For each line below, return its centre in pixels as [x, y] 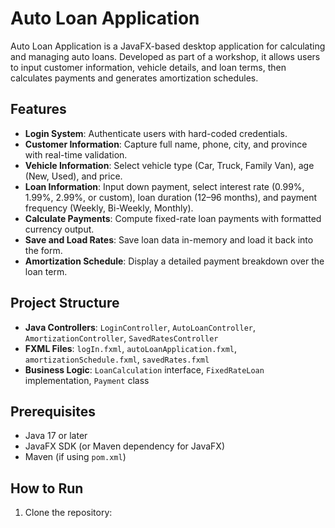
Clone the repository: [68, 513]
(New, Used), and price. [73, 176]
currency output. [59, 229]
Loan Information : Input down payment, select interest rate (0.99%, [164, 186]
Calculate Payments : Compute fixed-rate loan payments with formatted [173, 218]
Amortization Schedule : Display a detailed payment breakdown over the [174, 261]
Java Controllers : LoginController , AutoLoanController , [140, 327]
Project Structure [65, 303]
